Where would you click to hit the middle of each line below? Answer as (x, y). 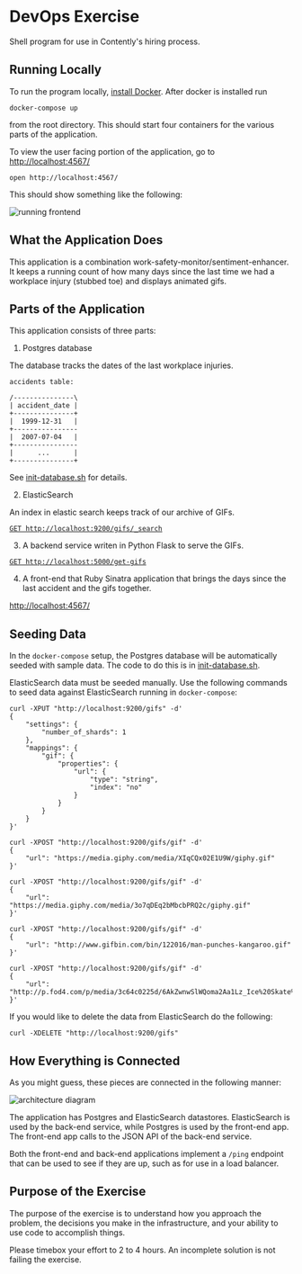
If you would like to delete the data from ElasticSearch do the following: (141, 1017)
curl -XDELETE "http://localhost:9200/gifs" (94, 1033)
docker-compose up (44, 108)
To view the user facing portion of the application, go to (112, 151)
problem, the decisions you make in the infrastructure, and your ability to (144, 1223)
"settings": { (52, 725)
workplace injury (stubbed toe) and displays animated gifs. (118, 281)
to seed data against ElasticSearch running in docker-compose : (124, 692)
